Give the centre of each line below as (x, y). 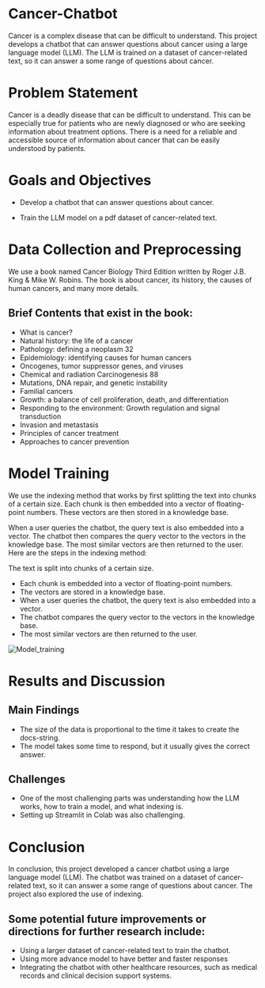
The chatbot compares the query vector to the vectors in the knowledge (137, 617)
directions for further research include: (107, 931)
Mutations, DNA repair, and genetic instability (93, 382)
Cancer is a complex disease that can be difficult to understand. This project (133, 36)
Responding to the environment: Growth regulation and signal (119, 407)
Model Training (59, 473)
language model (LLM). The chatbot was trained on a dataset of (112, 877)
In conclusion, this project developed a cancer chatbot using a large (119, 869)
